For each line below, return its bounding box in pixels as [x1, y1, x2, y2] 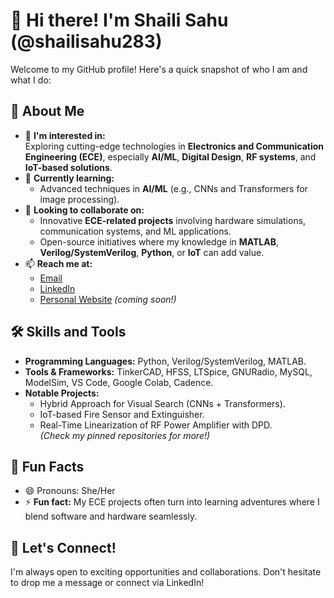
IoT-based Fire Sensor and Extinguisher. [39, 408, 205, 420]
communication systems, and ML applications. [39, 225, 232, 237]
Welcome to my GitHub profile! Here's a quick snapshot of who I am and [10, 63, 308, 75]
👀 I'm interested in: [24, 129, 106, 141]
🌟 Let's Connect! [10, 539, 117, 556]
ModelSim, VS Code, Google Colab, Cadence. [24, 376, 214, 388]
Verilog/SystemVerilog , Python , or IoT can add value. [39, 246, 265, 258]
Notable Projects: [24, 387, 100, 399]
